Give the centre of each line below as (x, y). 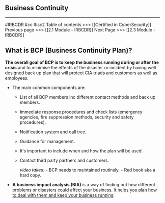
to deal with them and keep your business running (63, 195)
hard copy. (30, 175)
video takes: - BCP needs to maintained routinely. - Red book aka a (87, 170)
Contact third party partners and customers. (64, 160)
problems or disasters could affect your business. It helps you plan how (84, 190)
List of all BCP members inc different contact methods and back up (87, 97)
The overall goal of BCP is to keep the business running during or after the (82, 62)
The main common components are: (49, 87)
